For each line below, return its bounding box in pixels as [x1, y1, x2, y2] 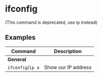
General [7, 56, 26, 62]
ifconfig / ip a [7, 64, 40, 71]
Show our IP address [44, 64, 92, 71]
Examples [5, 33, 36, 42]
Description [54, 47, 82, 54]
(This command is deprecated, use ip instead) [5, 19, 98, 25]
